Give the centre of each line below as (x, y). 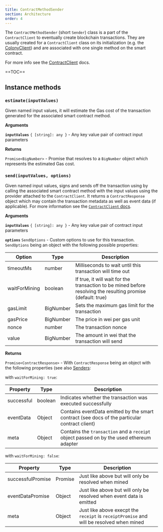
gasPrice (17, 319)
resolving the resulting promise (111, 292)
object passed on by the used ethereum (106, 438)
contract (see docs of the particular (101, 418)
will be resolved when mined (112, 522)
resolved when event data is (111, 496)
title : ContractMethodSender (34, 9)
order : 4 (14, 18)
